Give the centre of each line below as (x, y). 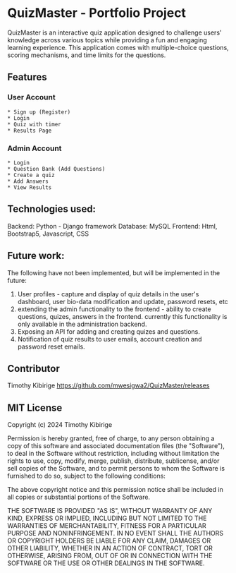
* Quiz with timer (34, 124)
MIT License (35, 408)
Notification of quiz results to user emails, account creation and (110, 339)
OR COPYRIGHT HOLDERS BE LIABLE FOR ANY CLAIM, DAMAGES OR (109, 541)
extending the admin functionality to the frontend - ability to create (114, 309)
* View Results (30, 187)
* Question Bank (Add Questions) (56, 169)
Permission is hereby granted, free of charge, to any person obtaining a (111, 438)
